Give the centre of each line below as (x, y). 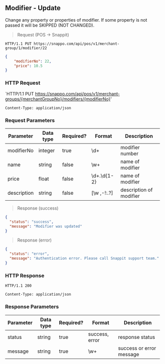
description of (137, 190)
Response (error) (34, 240)
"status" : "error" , (29, 254)
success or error (137, 348)
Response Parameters (32, 307)
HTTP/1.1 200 (18, 286)
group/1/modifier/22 (26, 48)
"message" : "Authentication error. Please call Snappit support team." (84, 258)
